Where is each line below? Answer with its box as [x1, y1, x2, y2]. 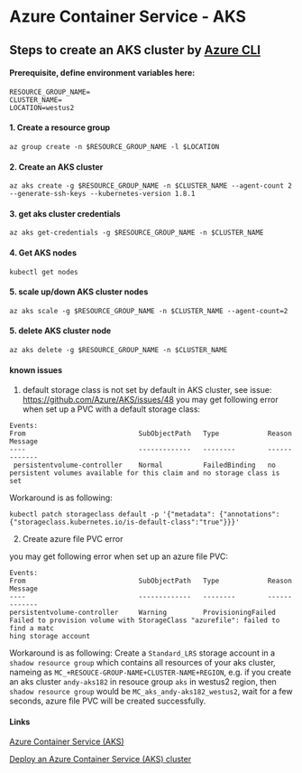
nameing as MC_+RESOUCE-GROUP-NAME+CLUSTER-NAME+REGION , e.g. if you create [9, 666, 291, 678]
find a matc [9, 624, 54, 633]
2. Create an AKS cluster [9, 161, 104, 172]
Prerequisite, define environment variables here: [9, 68, 196, 79]
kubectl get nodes [9, 267, 78, 276]
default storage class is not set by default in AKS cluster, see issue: [22, 385, 272, 396]
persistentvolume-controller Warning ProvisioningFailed [9, 608, 277, 618]
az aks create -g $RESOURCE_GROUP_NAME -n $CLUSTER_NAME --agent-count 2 [9, 182, 293, 191]
